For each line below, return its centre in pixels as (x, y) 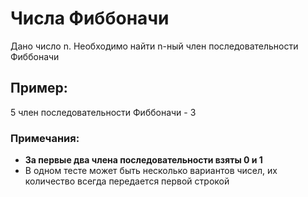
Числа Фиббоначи (90, 18)
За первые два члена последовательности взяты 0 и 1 (143, 160)
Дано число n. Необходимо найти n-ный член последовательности (154, 46)
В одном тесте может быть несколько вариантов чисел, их (151, 171)
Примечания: (45, 138)
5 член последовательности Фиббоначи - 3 (103, 112)
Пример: (39, 88)
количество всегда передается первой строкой (127, 181)
